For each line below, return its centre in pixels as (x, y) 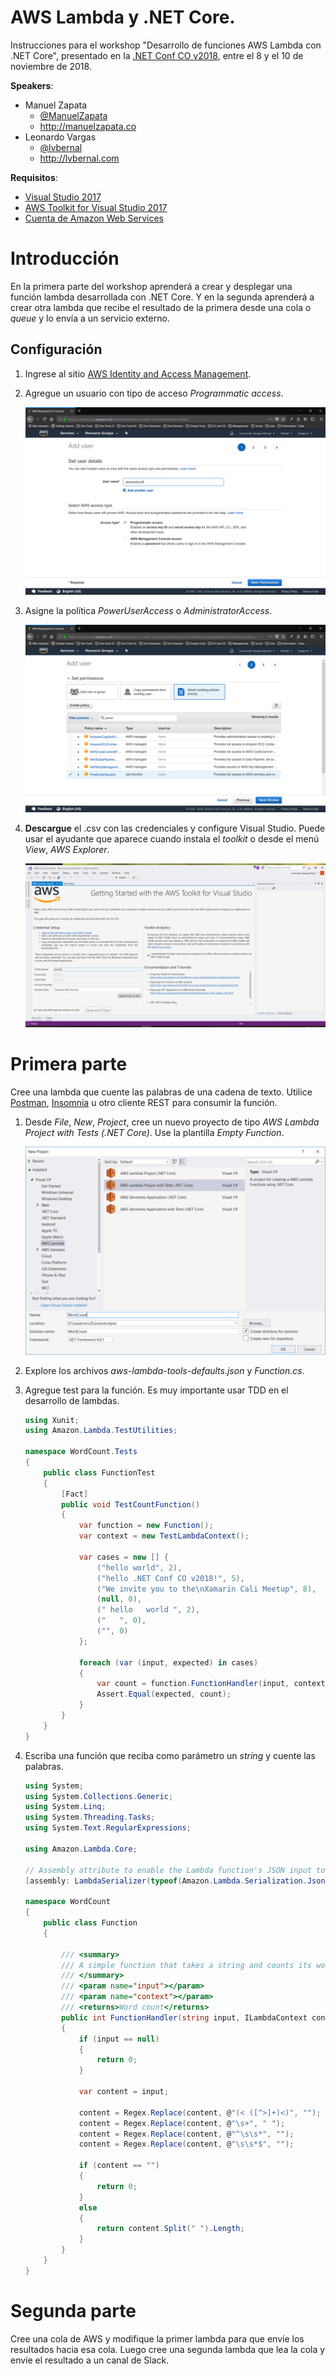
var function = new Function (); (146, 1526)
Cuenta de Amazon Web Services (94, 218)
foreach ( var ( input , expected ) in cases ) (168, 1662)
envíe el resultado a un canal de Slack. (90, 2360)
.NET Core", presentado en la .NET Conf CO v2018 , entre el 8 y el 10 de (157, 55)
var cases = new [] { (123, 1557)
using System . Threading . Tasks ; (90, 1817)
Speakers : (32, 85)
